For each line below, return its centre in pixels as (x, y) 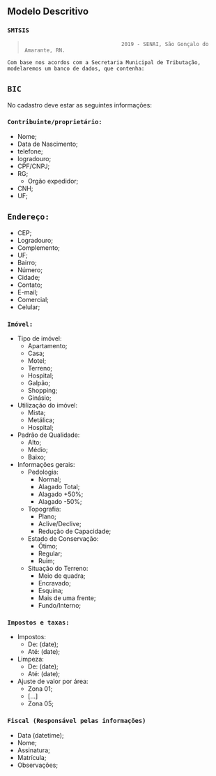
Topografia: (44, 509)
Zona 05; (41, 703)
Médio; (38, 449)
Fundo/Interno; (60, 605)
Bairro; (27, 262)
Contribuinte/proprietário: (55, 122)
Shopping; (43, 390)
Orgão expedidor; (53, 181)
